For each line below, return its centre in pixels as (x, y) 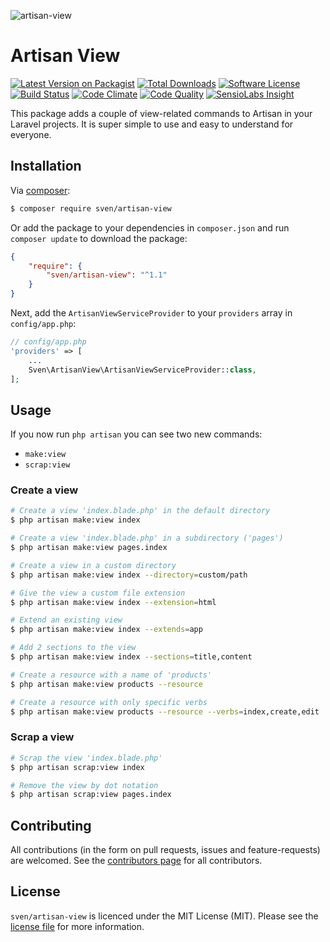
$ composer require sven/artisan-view (91, 208)
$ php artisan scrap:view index (77, 767)
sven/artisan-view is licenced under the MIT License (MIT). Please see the (164, 916)
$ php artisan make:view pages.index (89, 548)
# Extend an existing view (66, 620)
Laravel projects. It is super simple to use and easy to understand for (152, 124)
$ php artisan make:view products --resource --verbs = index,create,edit (165, 711)
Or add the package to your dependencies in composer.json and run (150, 227)
